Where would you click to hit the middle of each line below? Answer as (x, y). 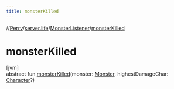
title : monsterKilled (33, 11)
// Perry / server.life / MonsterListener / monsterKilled (65, 28)
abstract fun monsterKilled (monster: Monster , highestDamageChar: (87, 74)
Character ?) (21, 80)
